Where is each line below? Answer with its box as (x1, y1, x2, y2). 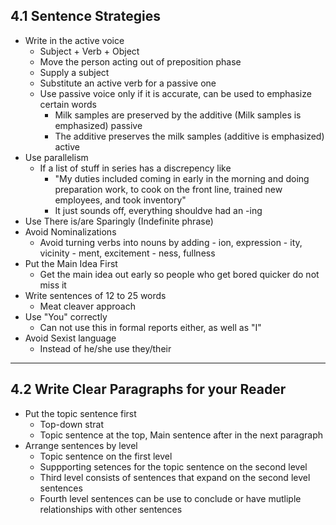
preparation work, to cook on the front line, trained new (54, 183, 283, 195)
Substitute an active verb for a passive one (39, 77, 217, 89)
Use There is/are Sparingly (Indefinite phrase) (24, 215, 214, 227)
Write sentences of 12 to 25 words (24, 289, 167, 301)
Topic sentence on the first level (39, 450, 173, 462)
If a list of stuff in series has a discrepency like (39, 162, 232, 174)
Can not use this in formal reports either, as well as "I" (39, 321, 262, 333)
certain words (39, 98, 97, 110)
